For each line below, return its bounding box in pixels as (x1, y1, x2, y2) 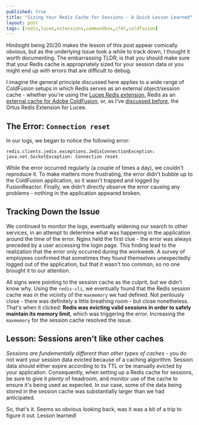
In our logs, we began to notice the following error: (6, 137, 130, 144)
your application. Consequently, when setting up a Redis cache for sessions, (6, 368, 194, 376)
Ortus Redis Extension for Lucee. (6, 104, 87, 111)
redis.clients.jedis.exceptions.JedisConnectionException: (6, 148, 156, 155)
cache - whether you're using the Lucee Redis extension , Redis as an (6, 91, 176, 98)
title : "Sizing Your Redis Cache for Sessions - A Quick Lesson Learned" (6, 14, 193, 20)
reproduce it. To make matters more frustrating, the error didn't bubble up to (6, 170, 193, 178)
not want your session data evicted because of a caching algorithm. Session (6, 356, 193, 363)
